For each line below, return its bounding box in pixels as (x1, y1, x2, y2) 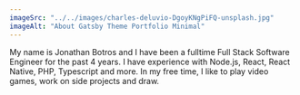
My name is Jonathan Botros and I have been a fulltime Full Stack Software (9, 46, 291, 57)
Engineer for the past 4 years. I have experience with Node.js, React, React (9, 56, 291, 67)
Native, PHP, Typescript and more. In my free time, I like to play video (9, 65, 269, 77)
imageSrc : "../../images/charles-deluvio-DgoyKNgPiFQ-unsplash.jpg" (9, 13, 275, 23)
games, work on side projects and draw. (9, 75, 160, 86)
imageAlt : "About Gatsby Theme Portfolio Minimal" (9, 22, 205, 31)
